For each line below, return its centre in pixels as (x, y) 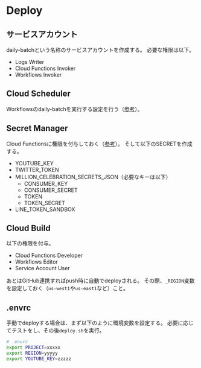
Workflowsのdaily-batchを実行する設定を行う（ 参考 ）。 (75, 109)
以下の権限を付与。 (30, 243)
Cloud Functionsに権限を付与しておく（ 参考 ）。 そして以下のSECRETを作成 (99, 144)
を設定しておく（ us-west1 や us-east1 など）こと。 (67, 288)
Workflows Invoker (38, 75)
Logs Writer (30, 62)
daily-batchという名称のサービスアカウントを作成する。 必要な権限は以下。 (101, 50)
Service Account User (43, 268)
